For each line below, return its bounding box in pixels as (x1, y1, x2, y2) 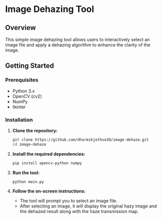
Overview (5, 23, 36, 32)
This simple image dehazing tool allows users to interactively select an (5, 36, 150, 42)
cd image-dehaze (12, 142, 46, 147)
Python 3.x (12, 88, 35, 94)
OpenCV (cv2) (12, 93, 42, 99)
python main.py (12, 179, 44, 184)
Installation (5, 116, 33, 123)
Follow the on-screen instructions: (12, 188, 86, 194)
